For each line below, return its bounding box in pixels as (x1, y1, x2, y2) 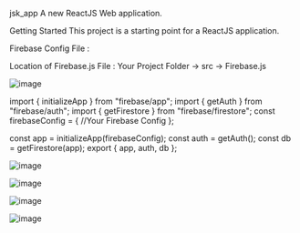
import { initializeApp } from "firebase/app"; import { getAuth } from (9, 96, 263, 106)
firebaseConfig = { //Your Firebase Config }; (9, 116, 175, 126)
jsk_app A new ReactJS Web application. (9, 8, 162, 18)
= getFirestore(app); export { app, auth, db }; (9, 143, 178, 153)
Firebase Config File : (9, 43, 90, 54)
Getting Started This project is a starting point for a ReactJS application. (9, 25, 280, 35)
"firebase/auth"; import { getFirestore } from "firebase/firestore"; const (9, 106, 275, 116)
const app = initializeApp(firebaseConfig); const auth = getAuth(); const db (9, 133, 292, 144)
